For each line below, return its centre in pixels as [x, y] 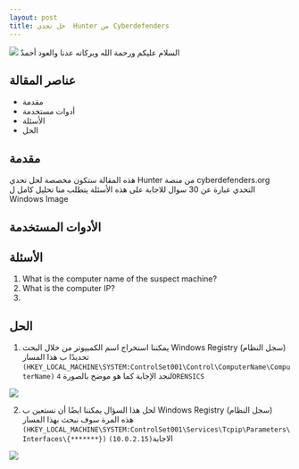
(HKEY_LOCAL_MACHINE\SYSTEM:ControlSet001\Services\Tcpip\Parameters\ [156, 430]
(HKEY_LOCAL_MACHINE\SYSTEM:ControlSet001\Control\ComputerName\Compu [156, 367]
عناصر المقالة [42, 80]
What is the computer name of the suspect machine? [119, 279]
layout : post [33, 17]
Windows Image [39, 199]
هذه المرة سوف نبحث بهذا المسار [78, 420]
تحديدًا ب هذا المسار [55, 357]
